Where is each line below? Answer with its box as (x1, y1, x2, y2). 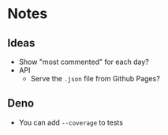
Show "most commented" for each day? (18, 57, 149, 66)
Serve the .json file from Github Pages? (30, 74, 161, 83)
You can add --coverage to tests (18, 118, 124, 127)
